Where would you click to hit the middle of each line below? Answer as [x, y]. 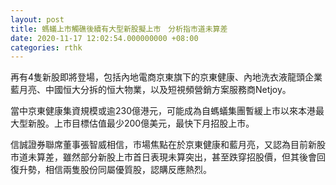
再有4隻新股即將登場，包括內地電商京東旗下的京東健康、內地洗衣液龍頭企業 [166, 77]
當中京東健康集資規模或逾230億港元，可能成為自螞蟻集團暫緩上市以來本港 [163, 111]
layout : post [37, 19]
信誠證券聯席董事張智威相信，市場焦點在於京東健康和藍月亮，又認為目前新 [163, 145]
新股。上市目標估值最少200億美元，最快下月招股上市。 [141, 123]
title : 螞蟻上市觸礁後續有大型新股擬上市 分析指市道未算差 [119, 29]
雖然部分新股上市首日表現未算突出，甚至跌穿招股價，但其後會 [189, 157]
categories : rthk [46, 47]
